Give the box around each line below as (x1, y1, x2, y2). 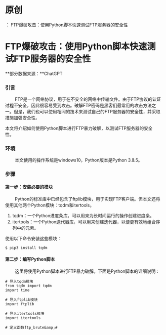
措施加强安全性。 (5, 115, 40, 121)
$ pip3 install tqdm (5, 245, 48, 250)
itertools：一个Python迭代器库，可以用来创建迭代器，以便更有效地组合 (12, 218, 156, 225)
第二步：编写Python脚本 (5, 256, 55, 262)
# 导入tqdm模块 (5, 279, 34, 284)
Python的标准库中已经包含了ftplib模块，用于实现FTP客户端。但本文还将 (14, 196, 161, 202)
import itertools (5, 315, 41, 320)
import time (5, 288, 30, 293)
